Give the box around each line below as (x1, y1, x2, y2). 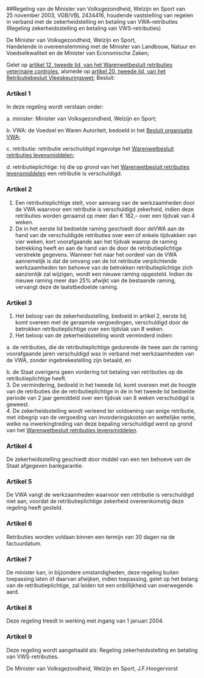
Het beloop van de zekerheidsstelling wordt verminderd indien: (15, 332, 174, 339)
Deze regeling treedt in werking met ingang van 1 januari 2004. (6, 617, 164, 624)
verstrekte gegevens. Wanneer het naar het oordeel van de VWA (15, 251, 177, 258)
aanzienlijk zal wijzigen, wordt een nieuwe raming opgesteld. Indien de (15, 270, 193, 277)
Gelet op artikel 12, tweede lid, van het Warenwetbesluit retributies (6, 61, 173, 68)
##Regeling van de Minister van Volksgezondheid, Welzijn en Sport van (6, 5, 186, 12)
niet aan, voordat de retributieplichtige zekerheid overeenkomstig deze (6, 498, 184, 505)
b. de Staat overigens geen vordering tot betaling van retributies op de (6, 368, 183, 376)
